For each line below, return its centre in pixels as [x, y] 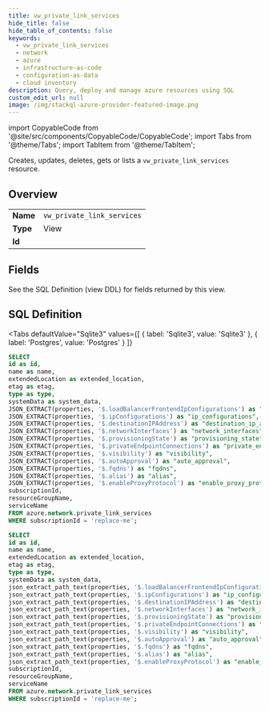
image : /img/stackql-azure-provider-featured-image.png [103, 105]
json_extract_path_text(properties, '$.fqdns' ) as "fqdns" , [111, 647]
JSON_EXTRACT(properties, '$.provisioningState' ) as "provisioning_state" [136, 439]
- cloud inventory [46, 82]
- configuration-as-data [57, 75]
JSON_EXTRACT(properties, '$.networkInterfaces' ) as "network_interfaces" [136, 432]
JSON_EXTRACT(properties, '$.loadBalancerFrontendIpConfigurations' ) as [132, 409]
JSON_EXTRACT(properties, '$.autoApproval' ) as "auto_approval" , [119, 461]
